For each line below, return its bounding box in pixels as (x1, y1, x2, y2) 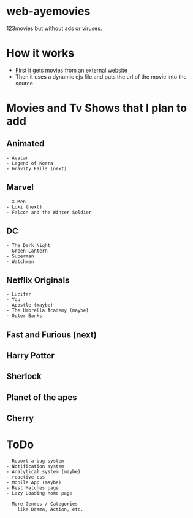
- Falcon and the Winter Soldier (6, 209, 92, 216)
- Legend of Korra (6, 160, 53, 167)
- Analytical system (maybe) (6, 469, 81, 475)
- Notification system (6, 463, 64, 469)
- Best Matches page (6, 485, 59, 491)
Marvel (6, 182, 34, 193)
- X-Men (6, 198, 26, 205)
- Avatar (6, 155, 29, 161)
